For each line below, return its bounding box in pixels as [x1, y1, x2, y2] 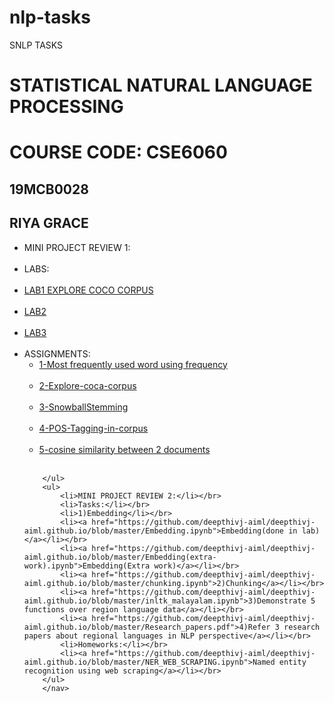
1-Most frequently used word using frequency [38, 358, 228, 370]
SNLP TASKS [9, 39, 64, 51]
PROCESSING [9, 96, 124, 118]
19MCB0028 [9, 181, 89, 198]
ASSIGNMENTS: [23, 347, 91, 360]
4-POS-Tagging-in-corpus [38, 422, 149, 434]
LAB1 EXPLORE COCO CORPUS [23, 284, 154, 296]
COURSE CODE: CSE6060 [9, 141, 228, 164]
